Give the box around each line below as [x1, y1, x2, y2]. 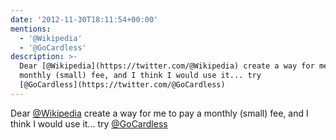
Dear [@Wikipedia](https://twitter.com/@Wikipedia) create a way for [19, 61, 315, 71]
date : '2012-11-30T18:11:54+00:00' [10, 14, 159, 25]
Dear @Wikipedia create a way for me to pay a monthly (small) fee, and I [10, 107, 309, 119]
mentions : [10, 24, 52, 34]
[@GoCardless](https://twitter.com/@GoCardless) [19, 80, 226, 90]
